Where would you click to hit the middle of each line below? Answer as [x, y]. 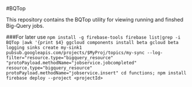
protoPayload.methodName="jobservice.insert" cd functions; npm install [96, 73]
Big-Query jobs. [25, 26]
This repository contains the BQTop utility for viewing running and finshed [95, 19]
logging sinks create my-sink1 [44, 48]
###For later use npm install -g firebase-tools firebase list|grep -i [93, 37]
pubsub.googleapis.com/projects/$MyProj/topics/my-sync [75, 53]
